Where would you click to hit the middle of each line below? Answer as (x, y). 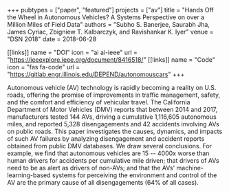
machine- (190, 168)
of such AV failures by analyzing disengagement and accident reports (106, 139)
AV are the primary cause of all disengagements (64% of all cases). (103, 182)
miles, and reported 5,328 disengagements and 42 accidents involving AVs (113, 124)
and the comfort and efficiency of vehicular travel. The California (99, 102)
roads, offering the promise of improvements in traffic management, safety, (114, 95)
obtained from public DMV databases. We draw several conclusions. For (109, 146)
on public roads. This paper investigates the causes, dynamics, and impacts (115, 131)
